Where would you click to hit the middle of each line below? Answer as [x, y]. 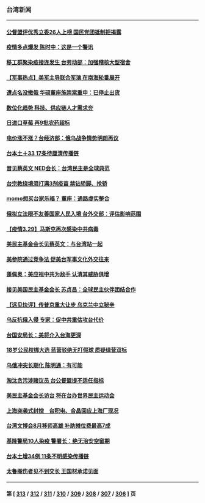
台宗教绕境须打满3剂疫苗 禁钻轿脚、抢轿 [57, 183]
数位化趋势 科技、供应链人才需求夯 [50, 108]
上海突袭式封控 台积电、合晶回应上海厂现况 [63, 411]
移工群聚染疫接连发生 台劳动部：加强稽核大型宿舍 [69, 62]
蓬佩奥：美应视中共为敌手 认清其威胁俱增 [58, 274]
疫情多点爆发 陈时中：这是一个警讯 [50, 47]
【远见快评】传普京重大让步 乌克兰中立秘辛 [60, 305]
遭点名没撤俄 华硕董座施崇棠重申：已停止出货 [63, 92]
